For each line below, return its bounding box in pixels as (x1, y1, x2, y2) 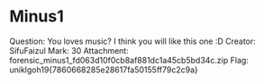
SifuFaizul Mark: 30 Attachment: (9, 45, 129, 55)
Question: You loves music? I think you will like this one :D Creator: (9, 36, 257, 46)
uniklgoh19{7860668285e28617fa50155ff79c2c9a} (9, 64, 198, 75)
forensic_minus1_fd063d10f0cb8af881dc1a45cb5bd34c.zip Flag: (9, 55, 250, 65)
